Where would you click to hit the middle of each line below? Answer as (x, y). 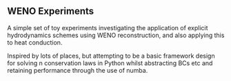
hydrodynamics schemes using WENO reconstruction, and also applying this (116, 35)
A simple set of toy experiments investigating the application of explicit (108, 27)
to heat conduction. (35, 42)
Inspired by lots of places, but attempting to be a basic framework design (111, 56)
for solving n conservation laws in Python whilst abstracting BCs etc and (110, 63)
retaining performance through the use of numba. (78, 70)
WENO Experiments (51, 11)
